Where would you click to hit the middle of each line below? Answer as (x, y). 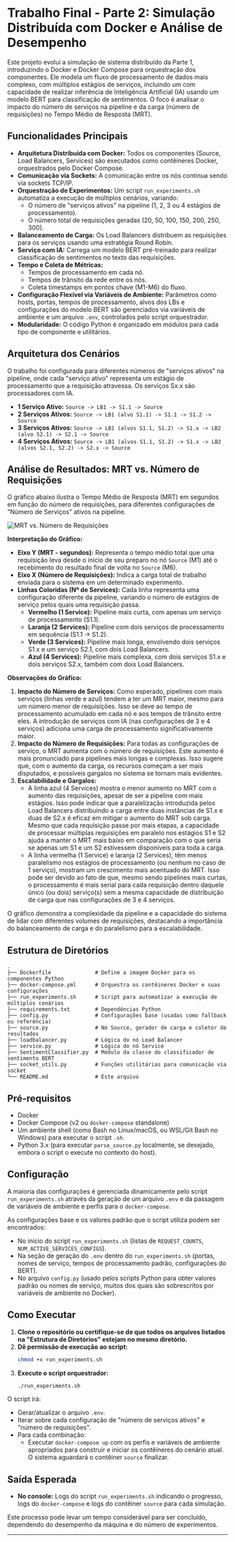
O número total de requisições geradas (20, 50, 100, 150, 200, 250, (124, 220)
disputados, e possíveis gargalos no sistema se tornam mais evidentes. (120, 773)
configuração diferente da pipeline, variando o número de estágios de (118, 598)
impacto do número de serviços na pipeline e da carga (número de (103, 106)
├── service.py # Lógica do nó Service (86, 1046)
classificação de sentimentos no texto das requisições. (97, 257)
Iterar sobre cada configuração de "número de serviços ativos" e (111, 1420)
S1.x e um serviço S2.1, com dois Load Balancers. (99, 649)
